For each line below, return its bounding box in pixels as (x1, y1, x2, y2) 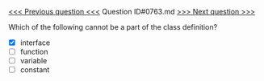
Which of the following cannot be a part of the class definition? (8, 22, 218, 31)
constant (19, 65, 50, 75)
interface (19, 38, 51, 47)
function (19, 47, 48, 57)
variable (19, 56, 48, 66)
